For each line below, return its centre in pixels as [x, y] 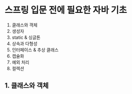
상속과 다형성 [25, 43]
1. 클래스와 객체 [27, 86]
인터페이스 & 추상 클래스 [35, 50]
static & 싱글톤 [26, 37]
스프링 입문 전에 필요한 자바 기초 [66, 10]
